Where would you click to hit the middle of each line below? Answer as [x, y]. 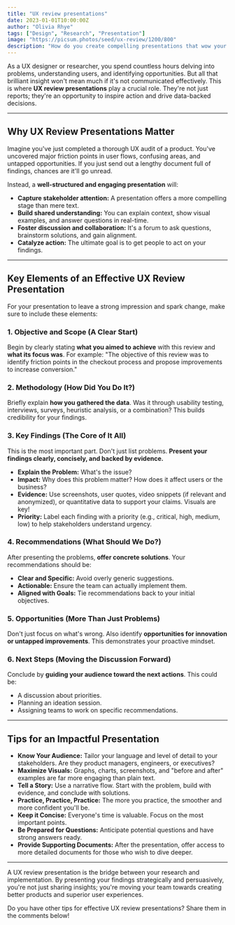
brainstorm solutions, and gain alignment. [77, 235]
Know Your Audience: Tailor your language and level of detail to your [117, 756]
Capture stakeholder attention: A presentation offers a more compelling [122, 198]
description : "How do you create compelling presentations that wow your [117, 46]
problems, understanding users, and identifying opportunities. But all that [113, 73]
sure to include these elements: [52, 314]
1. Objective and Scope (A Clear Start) [73, 331]
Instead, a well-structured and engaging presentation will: [93, 184]
